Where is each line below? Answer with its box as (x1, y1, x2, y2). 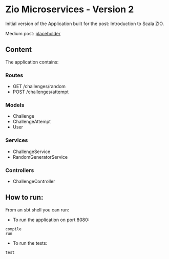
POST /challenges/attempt (12, 89, 69, 95)
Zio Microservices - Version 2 (5, 4, 134, 15)
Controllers (5, 166, 34, 174)
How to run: (5, 193, 44, 202)
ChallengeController (12, 178, 55, 184)
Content (5, 45, 32, 54)
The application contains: (5, 59, 59, 65)
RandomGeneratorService (12, 154, 68, 160)
